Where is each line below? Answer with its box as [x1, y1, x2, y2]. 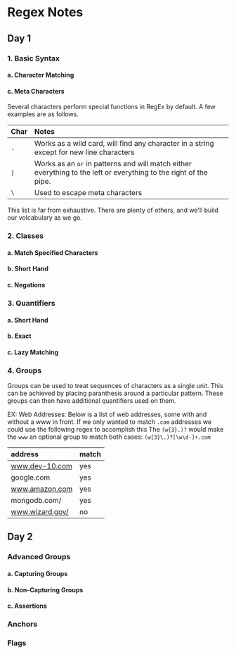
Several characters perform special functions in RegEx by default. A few [7, 103, 216, 111]
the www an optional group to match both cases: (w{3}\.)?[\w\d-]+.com [7, 432, 211, 441]
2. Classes [7, 231, 44, 241]
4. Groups [7, 366, 42, 375]
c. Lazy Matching [7, 348, 59, 356]
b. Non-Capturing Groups [7, 585, 84, 594]
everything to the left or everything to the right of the [34, 168, 209, 177]
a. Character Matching [7, 71, 74, 80]
